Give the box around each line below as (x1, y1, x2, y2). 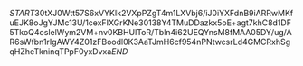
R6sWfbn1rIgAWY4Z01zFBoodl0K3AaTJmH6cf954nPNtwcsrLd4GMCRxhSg (9, 36, 291, 47)
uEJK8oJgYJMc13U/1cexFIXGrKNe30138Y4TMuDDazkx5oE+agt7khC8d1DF (9, 17, 292, 28)
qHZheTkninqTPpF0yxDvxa (9, 46, 112, 57)
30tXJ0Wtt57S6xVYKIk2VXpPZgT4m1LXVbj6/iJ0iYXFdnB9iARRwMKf (34, 8, 294, 18)
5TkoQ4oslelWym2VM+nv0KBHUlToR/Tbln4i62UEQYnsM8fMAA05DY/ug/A (9, 27, 292, 37)
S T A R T (9, 8, 35, 18)
